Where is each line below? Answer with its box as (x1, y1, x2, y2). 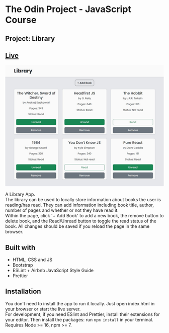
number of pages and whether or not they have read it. (5, 207, 119, 213)
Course (5, 14, 37, 26)
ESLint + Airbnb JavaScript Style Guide (12, 268, 94, 274)
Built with (5, 243, 36, 252)
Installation (5, 287, 41, 296)
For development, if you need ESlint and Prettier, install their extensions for (5, 311, 160, 317)
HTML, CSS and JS (12, 257, 53, 263)
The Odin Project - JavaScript (5, 4, 132, 15)
